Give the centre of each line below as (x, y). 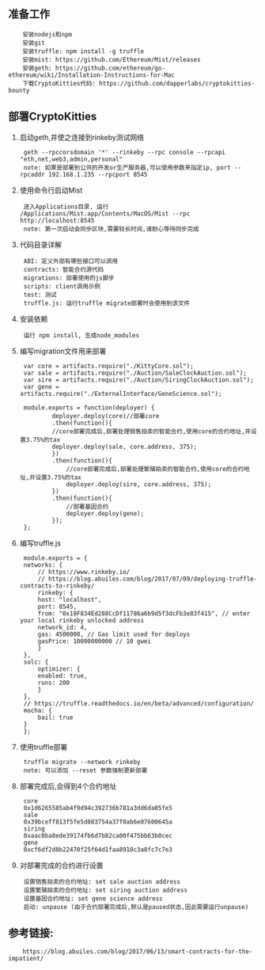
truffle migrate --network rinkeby (82, 762)
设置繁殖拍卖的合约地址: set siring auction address (106, 890)
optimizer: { (59, 669)
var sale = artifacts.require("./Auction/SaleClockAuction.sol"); (135, 373)
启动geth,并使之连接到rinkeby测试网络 (82, 137)
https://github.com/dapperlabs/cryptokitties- (177, 83)
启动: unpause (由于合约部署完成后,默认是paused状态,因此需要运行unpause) (136, 907)
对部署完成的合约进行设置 (61, 865)
